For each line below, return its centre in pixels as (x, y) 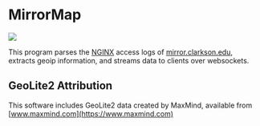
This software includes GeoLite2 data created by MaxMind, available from (130, 105)
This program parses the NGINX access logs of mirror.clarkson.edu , (120, 52)
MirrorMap (45, 15)
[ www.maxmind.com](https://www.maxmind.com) (91, 113)
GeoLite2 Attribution (61, 86)
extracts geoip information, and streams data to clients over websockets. (129, 60)
